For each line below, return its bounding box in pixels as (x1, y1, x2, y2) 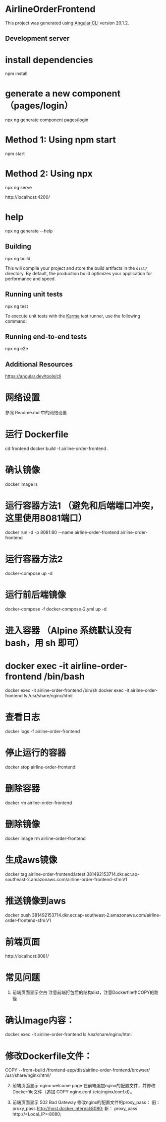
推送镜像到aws (5, 895, 66, 906)
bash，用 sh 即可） (5, 637, 84, 649)
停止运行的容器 (5, 748, 66, 758)
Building (5, 242, 31, 251)
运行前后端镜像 (5, 590, 66, 600)
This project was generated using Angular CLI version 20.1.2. (5, 20, 129, 26)
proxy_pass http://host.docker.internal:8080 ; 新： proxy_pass (12, 1106, 138, 1112)
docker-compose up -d (5, 570, 53, 576)
